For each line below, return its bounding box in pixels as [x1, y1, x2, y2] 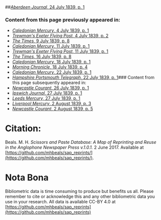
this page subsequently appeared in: [12, 80, 87, 85]
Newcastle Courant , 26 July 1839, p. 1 [12, 85, 89, 91]
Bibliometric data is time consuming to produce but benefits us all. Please [5, 189, 154, 194]
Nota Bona [5, 172, 49, 183]
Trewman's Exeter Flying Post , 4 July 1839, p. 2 [12, 33, 109, 39]
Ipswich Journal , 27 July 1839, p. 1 [12, 90, 82, 96]
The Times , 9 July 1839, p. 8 [12, 38, 70, 44]
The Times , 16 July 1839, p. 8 [12, 54, 72, 59]
